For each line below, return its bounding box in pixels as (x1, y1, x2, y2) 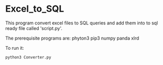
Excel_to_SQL (5, 3, 64, 15)
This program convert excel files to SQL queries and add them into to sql (5, 20, 158, 26)
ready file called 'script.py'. (5, 25, 62, 31)
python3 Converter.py (5, 54, 52, 60)
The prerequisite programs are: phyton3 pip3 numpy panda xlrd (5, 35, 139, 41)
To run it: (5, 45, 25, 51)
